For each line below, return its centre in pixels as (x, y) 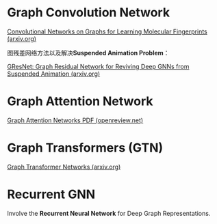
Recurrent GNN (51, 194)
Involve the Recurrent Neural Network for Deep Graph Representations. (109, 213)
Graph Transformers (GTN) (85, 148)
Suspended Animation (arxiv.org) (54, 74)
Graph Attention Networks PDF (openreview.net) (75, 120)
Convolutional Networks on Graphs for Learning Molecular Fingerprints (107, 31)
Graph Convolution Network (88, 13)
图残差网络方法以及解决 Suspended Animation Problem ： (88, 53)
